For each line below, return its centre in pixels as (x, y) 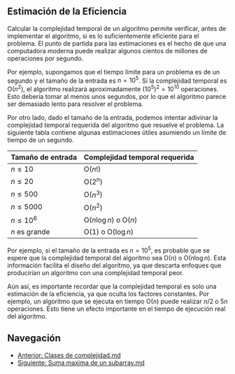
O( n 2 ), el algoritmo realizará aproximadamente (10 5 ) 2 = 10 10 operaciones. (113, 88)
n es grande (30, 232)
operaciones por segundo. (45, 58)
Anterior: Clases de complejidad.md (69, 355)
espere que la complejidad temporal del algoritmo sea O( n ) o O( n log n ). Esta (117, 258)
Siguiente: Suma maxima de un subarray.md (81, 362)
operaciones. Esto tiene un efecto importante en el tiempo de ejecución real (116, 309)
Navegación (34, 339)
